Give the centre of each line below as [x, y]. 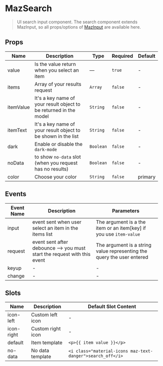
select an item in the [55, 228]
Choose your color [56, 176]
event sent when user [57, 222]
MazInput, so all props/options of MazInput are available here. [79, 27]
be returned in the [55, 110]
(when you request [56, 163]
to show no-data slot [58, 157]
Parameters [126, 210]
